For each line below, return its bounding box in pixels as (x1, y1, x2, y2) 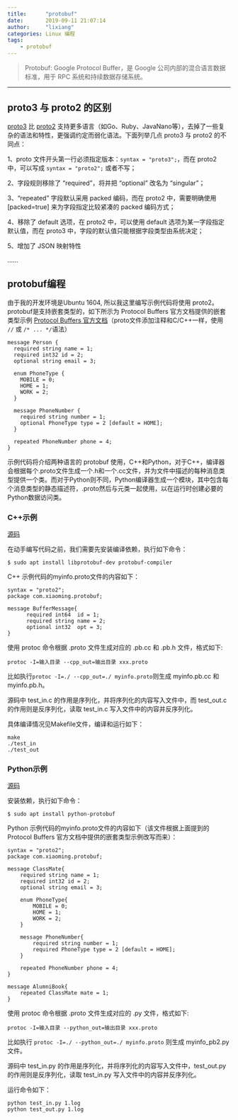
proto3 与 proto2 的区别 (7, 102, 112, 114)
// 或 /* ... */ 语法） (7, 324, 71, 333)
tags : (7, 37, 23, 44)
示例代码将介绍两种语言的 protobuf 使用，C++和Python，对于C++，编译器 (7, 458, 225, 466)
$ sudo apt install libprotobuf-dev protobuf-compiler (7, 559, 173, 566)
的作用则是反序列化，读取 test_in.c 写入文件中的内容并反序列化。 (7, 704, 197, 713)
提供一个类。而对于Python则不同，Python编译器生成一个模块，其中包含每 (13, 475, 229, 484)
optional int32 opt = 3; (25, 623, 103, 630)
